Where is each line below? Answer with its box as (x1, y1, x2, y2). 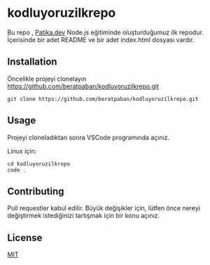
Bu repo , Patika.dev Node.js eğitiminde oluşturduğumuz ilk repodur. (7, 28, 204, 36)
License (7, 231, 43, 243)
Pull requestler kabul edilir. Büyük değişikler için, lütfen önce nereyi (7, 204, 201, 212)
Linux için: (7, 147, 37, 155)
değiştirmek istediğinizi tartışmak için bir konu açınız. (7, 212, 160, 220)
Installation (7, 56, 57, 68)
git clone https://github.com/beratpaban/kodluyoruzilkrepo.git (7, 95, 199, 102)
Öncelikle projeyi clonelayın (7, 74, 87, 83)
